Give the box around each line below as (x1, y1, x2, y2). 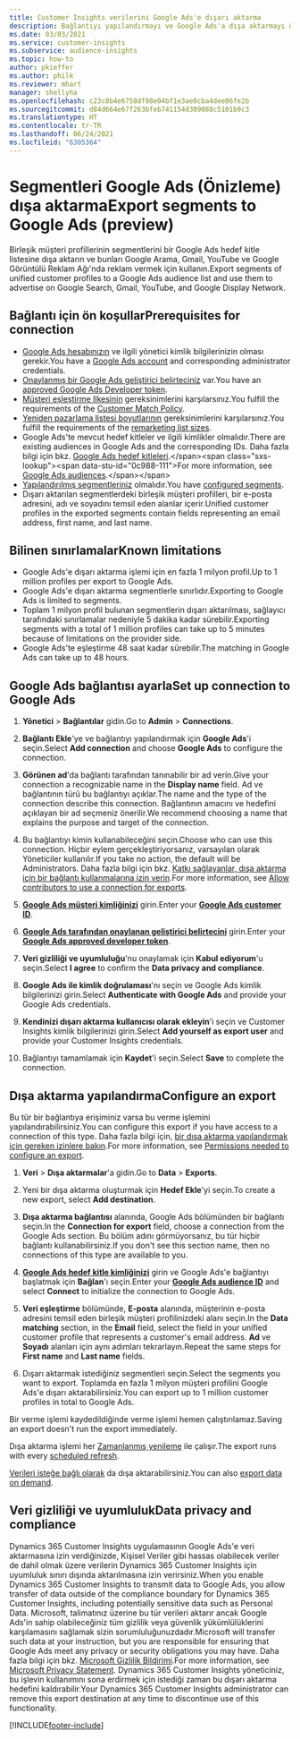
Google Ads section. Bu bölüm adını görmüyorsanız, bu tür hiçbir (21, 1230, 261, 1240)
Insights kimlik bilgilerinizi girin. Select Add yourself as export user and (21, 1026, 284, 1036)
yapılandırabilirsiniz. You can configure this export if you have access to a (9, 1121, 279, 1132)
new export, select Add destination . (21, 1194, 156, 1205)
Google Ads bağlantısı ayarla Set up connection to (9, 678, 291, 694)
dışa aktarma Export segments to (9, 195, 257, 216)
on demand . (9, 1477, 54, 1488)
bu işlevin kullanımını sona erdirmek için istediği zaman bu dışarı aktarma (9, 1674, 277, 1684)
